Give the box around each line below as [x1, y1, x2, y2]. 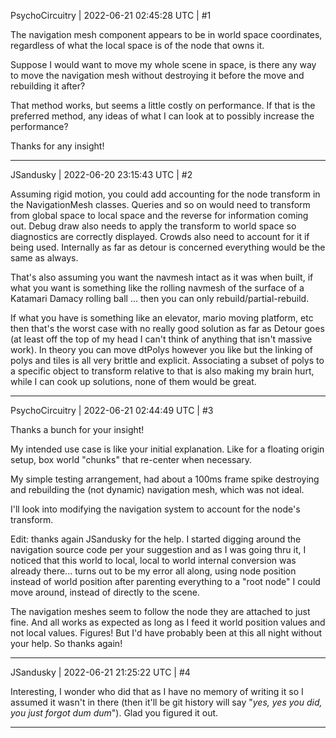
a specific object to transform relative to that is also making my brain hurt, [10, 365, 315, 377]
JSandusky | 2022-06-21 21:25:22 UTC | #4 [10, 666, 191, 678]
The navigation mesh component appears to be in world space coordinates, [10, 29, 323, 40]
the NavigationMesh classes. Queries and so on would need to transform [10, 199, 311, 210]
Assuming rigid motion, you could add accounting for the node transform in [10, 188, 321, 200]
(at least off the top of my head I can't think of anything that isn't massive [10, 333, 313, 345]
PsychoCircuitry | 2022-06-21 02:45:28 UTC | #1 [10, 10, 212, 21]
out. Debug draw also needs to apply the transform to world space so [10, 220, 297, 232]
